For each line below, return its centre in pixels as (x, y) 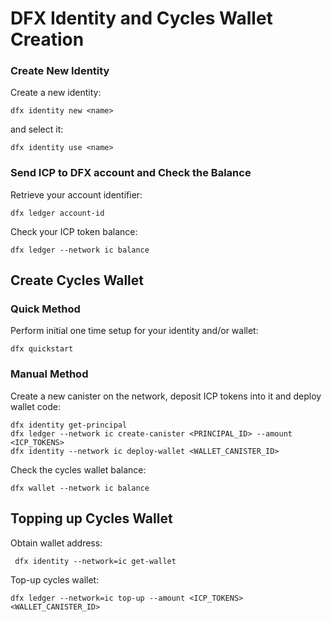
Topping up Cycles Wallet (91, 518)
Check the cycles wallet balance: (78, 469)
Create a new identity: (56, 93)
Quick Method (45, 309)
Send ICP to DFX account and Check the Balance (131, 173)
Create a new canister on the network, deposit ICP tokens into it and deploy (166, 396)
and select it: (37, 129)
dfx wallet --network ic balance (80, 488)
